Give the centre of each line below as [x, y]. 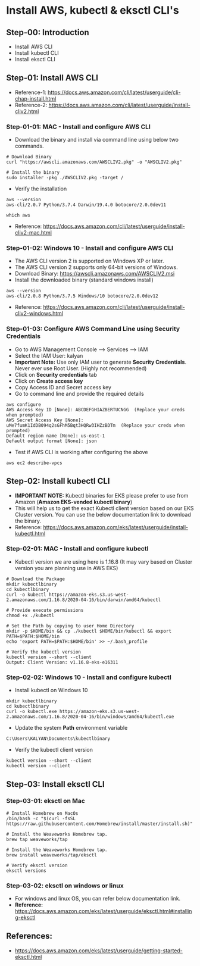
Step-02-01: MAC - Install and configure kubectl [77, 549]
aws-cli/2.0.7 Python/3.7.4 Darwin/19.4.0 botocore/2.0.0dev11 [86, 205]
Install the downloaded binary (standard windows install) [84, 280]
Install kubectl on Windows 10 [51, 690]
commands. [29, 146]
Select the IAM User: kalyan [49, 355]
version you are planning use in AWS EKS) [66, 568]
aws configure [24, 404]
